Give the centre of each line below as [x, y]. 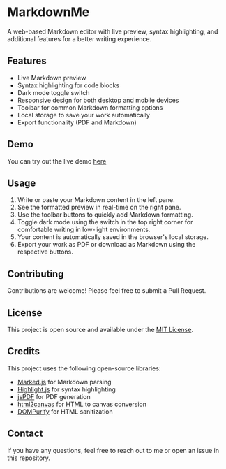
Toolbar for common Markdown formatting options [90, 107]
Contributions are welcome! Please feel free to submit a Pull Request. [107, 291]
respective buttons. [45, 252]
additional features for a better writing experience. [80, 38]
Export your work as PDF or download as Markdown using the [106, 245]
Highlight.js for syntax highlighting [67, 389]
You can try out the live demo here [57, 161]
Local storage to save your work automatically [83, 115]
